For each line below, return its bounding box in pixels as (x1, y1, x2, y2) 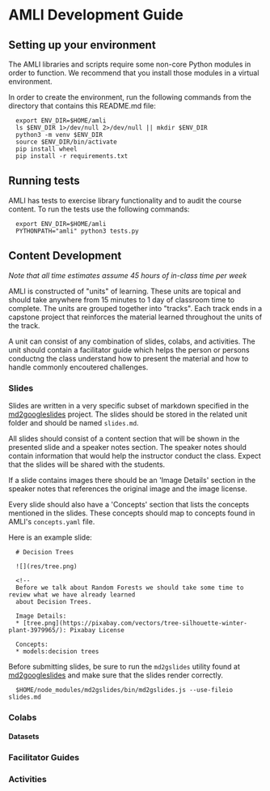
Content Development (8, 249, 122, 263)
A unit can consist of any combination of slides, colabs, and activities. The (8, 336, 256, 346)
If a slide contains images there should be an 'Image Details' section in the (8, 475, 256, 485)
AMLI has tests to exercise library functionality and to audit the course (8, 195, 243, 205)
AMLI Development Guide (8, 6, 184, 24)
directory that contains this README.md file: (8, 101, 156, 110)
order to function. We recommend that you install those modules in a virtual (8, 68, 259, 78)
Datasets (8, 732, 40, 742)
